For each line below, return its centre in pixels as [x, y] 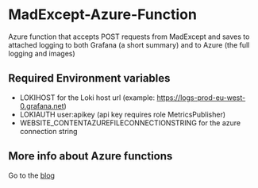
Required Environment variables [89, 78]
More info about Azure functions [90, 156]
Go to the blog [32, 175]
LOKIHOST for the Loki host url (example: [87, 98]
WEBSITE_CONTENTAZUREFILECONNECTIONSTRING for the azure [130, 123]
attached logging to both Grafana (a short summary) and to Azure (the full [129, 44]
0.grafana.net [42, 106]
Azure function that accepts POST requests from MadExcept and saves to [129, 36]
